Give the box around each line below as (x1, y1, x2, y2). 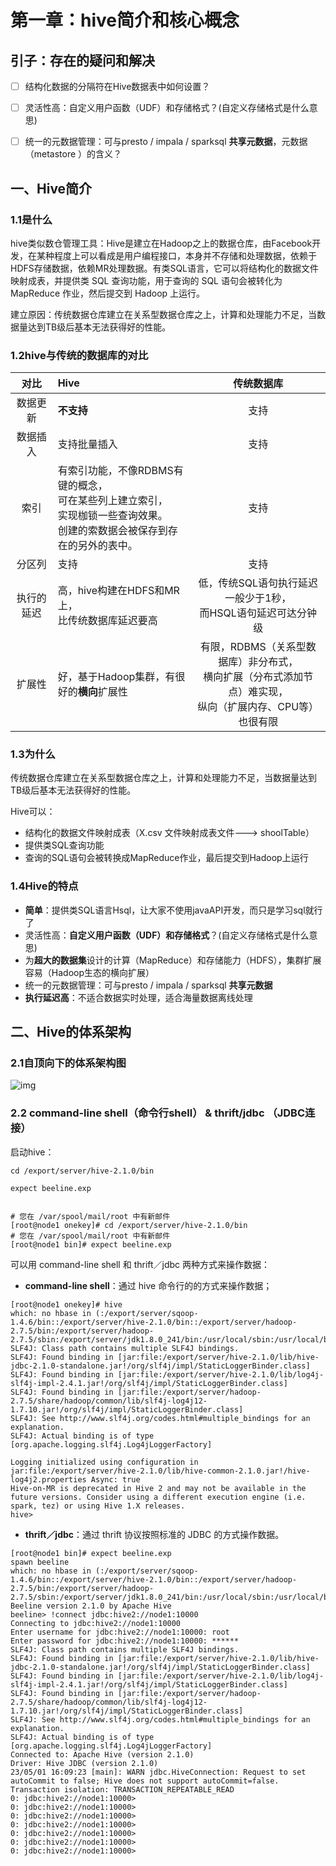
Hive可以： (10, 806, 56, 818)
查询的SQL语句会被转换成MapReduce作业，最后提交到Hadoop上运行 (24, 852, 309, 864)
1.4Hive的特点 (10, 879, 79, 893)
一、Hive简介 (10, 180, 93, 197)
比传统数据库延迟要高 (57, 614, 158, 628)
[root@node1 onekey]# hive (10, 1299, 123, 1310)
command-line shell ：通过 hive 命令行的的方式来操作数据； (24, 1279, 273, 1291)
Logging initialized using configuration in (10, 1457, 199, 1467)
